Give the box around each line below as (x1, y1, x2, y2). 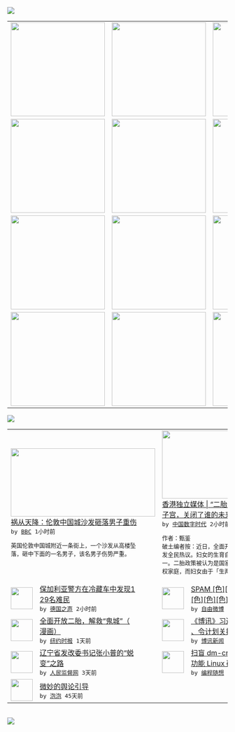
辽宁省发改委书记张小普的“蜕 (39, 648, 134, 657)
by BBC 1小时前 (10, 528, 56, 535)
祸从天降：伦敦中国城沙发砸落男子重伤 (10, 517, 138, 527)
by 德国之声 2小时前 (39, 605, 97, 612)
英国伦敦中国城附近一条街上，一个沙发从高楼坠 (10, 542, 136, 549)
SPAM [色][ (191, 584, 228, 594)
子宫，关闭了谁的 (162, 510, 219, 519)
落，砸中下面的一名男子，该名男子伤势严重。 (10, 550, 131, 557)
